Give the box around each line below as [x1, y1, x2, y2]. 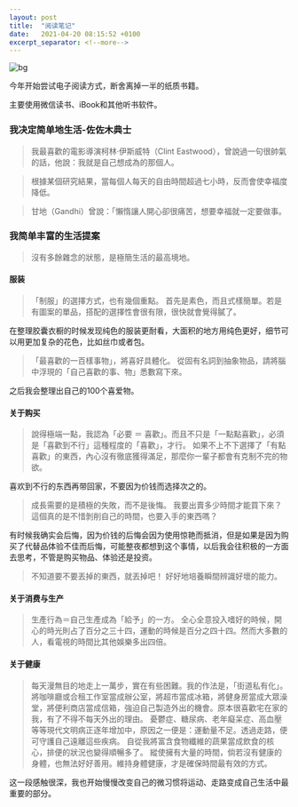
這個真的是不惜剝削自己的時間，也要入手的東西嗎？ [30, 511, 218, 522]
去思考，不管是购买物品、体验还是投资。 [9, 552, 157, 563]
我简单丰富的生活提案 [9, 230, 100, 243]
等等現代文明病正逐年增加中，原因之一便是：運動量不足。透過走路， [30, 724, 280, 735]
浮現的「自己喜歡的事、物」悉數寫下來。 [38, 366, 187, 378]
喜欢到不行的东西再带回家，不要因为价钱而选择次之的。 [9, 481, 211, 491]
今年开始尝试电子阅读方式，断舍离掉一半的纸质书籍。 [9, 81, 204, 92]
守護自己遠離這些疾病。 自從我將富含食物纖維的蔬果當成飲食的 [38, 735, 267, 747]
